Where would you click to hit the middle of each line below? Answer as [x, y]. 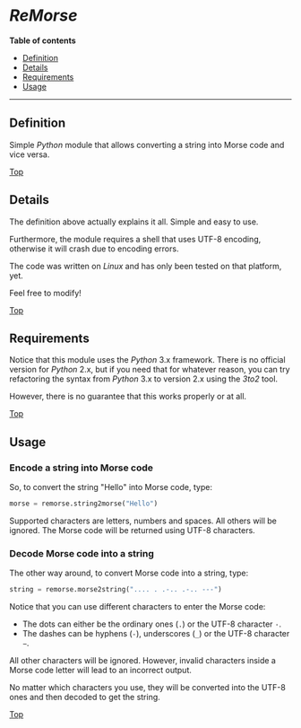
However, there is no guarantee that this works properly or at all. [128, 397]
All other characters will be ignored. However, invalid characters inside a [142, 661]
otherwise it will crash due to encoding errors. [94, 249]
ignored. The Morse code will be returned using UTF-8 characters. [132, 530]
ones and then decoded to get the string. [85, 697]
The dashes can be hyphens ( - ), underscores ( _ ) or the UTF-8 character [156, 634]
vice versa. [30, 154]
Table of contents [43, 40]
